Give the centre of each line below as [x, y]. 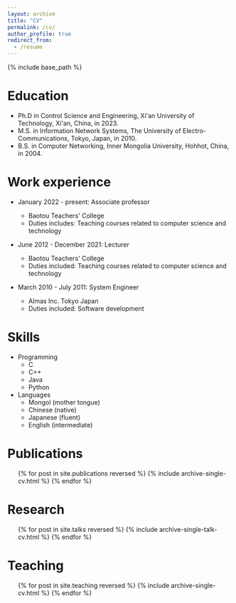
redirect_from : [30, 41]
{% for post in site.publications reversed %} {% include [98, 473]
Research [36, 509]
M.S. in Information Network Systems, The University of [99, 130]
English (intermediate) [60, 425]
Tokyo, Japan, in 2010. [104, 138]
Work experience [59, 182]
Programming [38, 357]
